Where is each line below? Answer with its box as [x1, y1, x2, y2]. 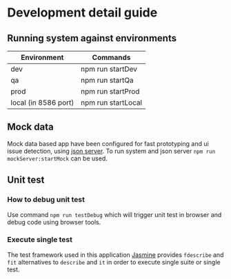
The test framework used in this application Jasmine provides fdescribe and [7, 250, 224, 259]
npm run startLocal [80, 98, 143, 107]
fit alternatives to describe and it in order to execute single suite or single [7, 258, 221, 266]
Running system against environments [7, 32, 177, 44]
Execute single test [7, 235, 73, 245]
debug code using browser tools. [7, 218, 101, 226]
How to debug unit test [7, 195, 85, 205]
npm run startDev [80, 64, 138, 74]
